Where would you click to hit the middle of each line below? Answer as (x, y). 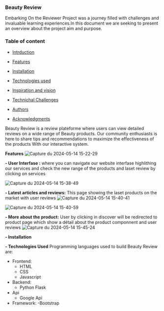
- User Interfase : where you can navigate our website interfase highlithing (81, 163)
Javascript (30, 277)
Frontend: (22, 261)
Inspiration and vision (34, 90)
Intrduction (23, 52)
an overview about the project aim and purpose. (54, 29)
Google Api (31, 298)
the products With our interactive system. (47, 144)
